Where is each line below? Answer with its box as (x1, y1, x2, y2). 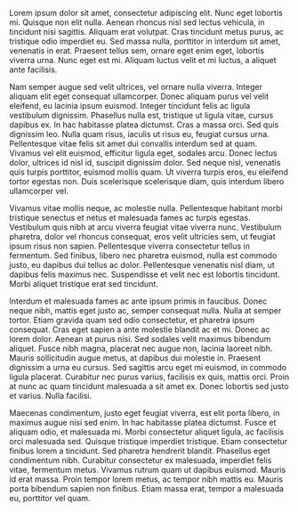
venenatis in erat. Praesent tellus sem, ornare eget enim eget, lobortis (9, 45, 265, 56)
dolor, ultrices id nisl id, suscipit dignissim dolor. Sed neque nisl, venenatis (9, 158, 281, 167)
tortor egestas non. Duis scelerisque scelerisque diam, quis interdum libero (9, 176, 285, 186)
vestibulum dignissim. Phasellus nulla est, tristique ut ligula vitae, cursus (9, 110, 274, 120)
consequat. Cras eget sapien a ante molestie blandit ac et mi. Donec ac (9, 324, 270, 335)
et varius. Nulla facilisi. (9, 391, 92, 401)
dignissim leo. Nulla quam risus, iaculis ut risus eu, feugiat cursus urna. (9, 129, 270, 139)
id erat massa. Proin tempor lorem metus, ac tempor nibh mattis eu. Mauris (9, 474, 283, 484)
